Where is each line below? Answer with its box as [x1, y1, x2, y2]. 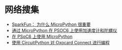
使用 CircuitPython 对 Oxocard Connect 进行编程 [11, 39, 110, 45]
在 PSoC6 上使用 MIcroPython [11, 33, 73, 39]
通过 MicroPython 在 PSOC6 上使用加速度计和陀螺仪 [11, 27, 118, 33]
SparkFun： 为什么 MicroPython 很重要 [11, 21, 91, 27]
